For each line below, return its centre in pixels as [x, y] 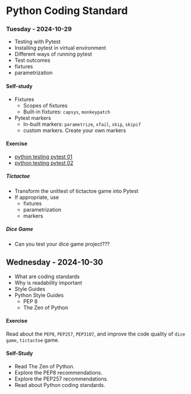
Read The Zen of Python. [44, 367]
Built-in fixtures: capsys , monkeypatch [67, 112]
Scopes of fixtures [45, 105]
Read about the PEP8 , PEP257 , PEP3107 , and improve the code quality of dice [95, 334]
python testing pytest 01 [43, 157]
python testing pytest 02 [44, 163]
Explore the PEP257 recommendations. [61, 379]
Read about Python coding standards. [60, 385]
